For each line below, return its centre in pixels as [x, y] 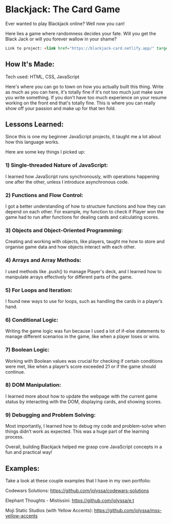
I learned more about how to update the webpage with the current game [81, 396]
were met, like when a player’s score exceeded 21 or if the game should [81, 366]
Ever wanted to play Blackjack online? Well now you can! [65, 24]
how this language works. [33, 142]
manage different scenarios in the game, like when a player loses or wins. [83, 337]
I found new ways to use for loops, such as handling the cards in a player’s [84, 301]
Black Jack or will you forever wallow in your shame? [61, 39]
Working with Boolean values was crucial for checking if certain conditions [84, 361]
